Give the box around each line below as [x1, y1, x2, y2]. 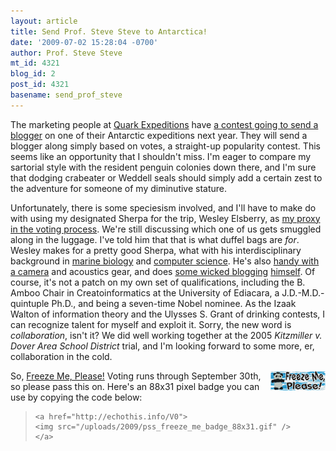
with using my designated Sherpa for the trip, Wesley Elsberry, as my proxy [10, 212, 321, 224]
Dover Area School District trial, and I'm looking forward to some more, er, [10, 340, 315, 352]
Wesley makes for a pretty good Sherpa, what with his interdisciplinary [10, 244, 302, 256]
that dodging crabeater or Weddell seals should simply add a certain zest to [10, 171, 323, 184]
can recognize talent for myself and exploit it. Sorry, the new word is [10, 318, 292, 330]
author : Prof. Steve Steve [10, 48, 123, 58]
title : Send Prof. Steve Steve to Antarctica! [10, 26, 208, 37]
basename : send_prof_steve [10, 90, 123, 100]
